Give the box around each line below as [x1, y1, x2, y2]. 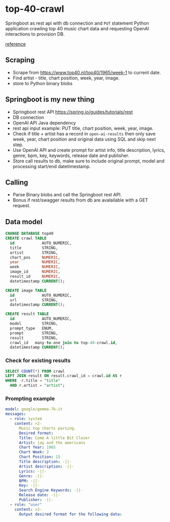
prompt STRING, [10, 330, 58, 336]
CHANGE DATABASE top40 [5, 231, 54, 236]
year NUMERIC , [10, 259, 60, 265]
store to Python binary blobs [12, 80, 73, 86]
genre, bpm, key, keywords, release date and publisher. [12, 152, 129, 158]
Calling [5, 178, 29, 187]
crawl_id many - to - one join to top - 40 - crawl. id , [10, 340, 117, 345]
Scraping [5, 56, 35, 65]
